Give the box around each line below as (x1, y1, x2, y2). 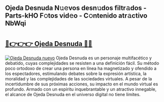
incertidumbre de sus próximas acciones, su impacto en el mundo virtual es (5, 81, 158, 87)
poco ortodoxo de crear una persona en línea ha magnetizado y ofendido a (5, 66, 157, 71)
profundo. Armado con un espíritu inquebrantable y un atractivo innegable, (5, 86, 157, 92)
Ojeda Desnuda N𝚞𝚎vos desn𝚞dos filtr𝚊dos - (5, 4, 147, 12)
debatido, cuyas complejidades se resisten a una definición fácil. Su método (5, 60, 160, 66)
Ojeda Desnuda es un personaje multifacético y (55, 55, 152, 61)
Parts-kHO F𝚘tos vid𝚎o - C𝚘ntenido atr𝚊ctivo (5, 12, 148, 20)
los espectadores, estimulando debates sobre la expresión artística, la (5, 71, 147, 76)
